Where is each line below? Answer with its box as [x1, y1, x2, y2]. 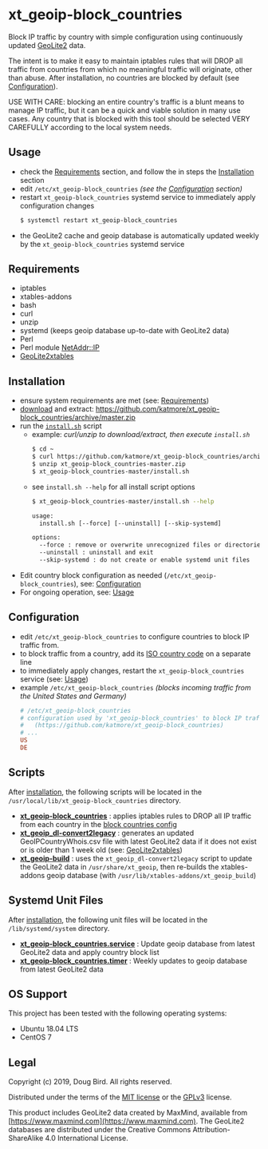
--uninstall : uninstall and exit [38, 549, 154, 557]
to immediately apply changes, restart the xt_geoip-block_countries [19, 666, 245, 675]
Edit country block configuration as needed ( [19, 570, 167, 580]
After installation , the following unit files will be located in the [8, 915, 208, 924]
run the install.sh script [19, 421, 102, 431]
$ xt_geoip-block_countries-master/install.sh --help [31, 497, 215, 505]
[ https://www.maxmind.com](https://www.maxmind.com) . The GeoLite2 [8, 1116, 245, 1126]
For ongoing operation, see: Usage [19, 587, 134, 597]
